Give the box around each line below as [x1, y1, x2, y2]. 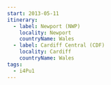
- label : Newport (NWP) [13, 23, 80, 29]
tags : [7, 61, 22, 68]
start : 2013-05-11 [7, 10, 59, 17]
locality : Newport [19, 29, 72, 36]
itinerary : [7, 16, 38, 23]
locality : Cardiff [19, 49, 72, 56]
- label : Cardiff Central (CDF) [13, 42, 106, 49]
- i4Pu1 [13, 67, 35, 74]
